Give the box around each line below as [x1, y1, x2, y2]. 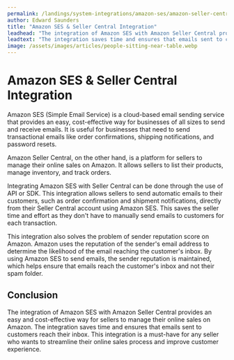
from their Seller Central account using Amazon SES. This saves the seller [7, 203, 219, 212]
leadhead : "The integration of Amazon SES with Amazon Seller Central [7, 29, 217, 37]
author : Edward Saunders [7, 17, 79, 24]
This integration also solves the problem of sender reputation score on [7, 232, 210, 240]
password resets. [7, 140, 57, 148]
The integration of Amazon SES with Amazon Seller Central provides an [7, 308, 212, 316]
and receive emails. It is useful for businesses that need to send [7, 125, 190, 133]
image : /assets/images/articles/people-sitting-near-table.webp [7, 42, 198, 49]
